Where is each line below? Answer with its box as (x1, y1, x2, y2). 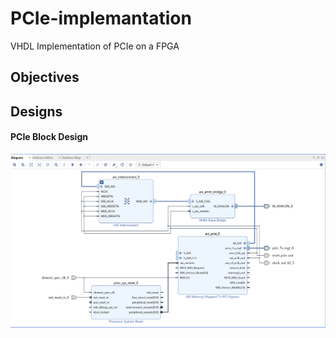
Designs (10, 103, 63, 120)
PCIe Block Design (10, 131, 88, 143)
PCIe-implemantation (10, 7, 192, 30)
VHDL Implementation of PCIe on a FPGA (10, 40, 180, 52)
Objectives (10, 69, 80, 86)
